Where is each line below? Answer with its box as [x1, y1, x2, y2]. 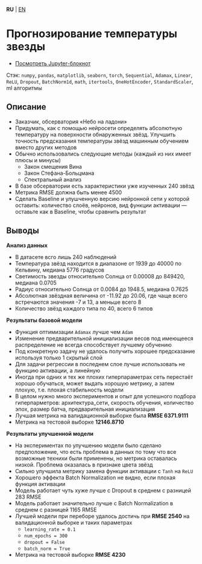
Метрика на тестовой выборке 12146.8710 [14, 418, 125, 425]
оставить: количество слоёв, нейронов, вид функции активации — [14, 202, 187, 209]
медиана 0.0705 [14, 279, 57, 286]
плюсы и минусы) [14, 156, 62, 163]
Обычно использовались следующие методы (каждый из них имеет [14, 150, 192, 157]
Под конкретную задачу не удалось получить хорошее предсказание [14, 347, 195, 355]
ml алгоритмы [6, 84, 42, 91]
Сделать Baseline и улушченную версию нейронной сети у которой [14, 195, 190, 202]
